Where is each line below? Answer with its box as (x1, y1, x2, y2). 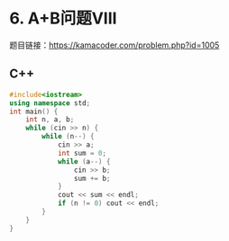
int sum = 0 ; (57, 148, 106, 157)
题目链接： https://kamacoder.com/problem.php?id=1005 (9, 40, 220, 50)
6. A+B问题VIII (9, 8, 117, 29)
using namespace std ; (9, 98, 91, 108)
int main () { (9, 107, 59, 116)
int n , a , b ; (25, 115, 75, 124)
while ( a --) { (57, 156, 111, 166)
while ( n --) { (41, 132, 95, 141)
